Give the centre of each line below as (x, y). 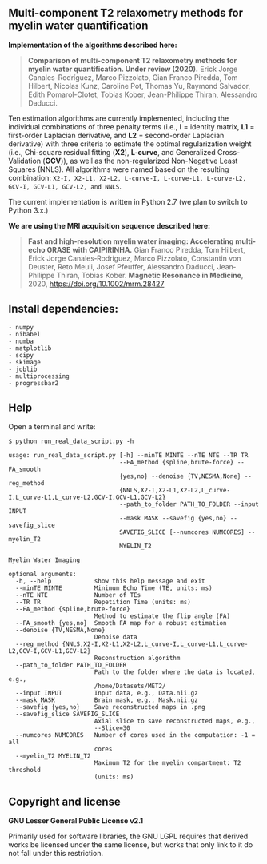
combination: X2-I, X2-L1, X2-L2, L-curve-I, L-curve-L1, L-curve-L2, (127, 177)
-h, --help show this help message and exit (110, 581)
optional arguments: (43, 575)
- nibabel (25, 334)
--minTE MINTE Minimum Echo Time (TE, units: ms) (114, 588)
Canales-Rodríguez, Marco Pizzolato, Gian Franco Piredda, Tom (133, 77)
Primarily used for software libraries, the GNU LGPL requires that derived (128, 836)
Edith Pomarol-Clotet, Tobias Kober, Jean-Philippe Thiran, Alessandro (143, 94)
